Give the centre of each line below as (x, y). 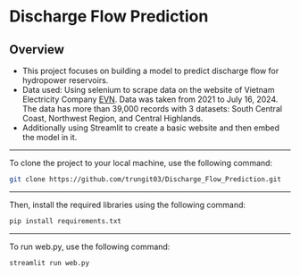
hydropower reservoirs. (65, 80)
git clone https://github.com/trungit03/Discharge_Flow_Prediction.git (145, 180)
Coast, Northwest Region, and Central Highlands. (112, 118)
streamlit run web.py (50, 263)
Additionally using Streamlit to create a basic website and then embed (150, 128)
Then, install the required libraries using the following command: (128, 205)
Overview (37, 50)
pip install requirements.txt (66, 221)
